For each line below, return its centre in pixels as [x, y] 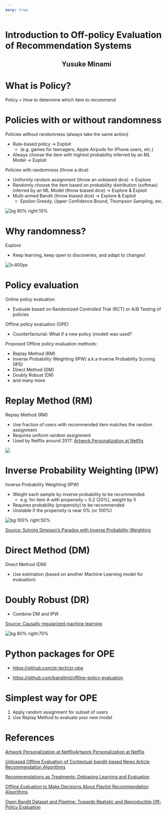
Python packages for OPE [60, 654]
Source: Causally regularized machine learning [54, 624]
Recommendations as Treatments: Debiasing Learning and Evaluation [77, 777]
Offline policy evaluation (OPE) [37, 324]
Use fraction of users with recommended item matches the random [82, 424]
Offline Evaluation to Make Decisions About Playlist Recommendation [77, 786]
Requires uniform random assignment [52, 435]
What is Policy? [38, 86]
